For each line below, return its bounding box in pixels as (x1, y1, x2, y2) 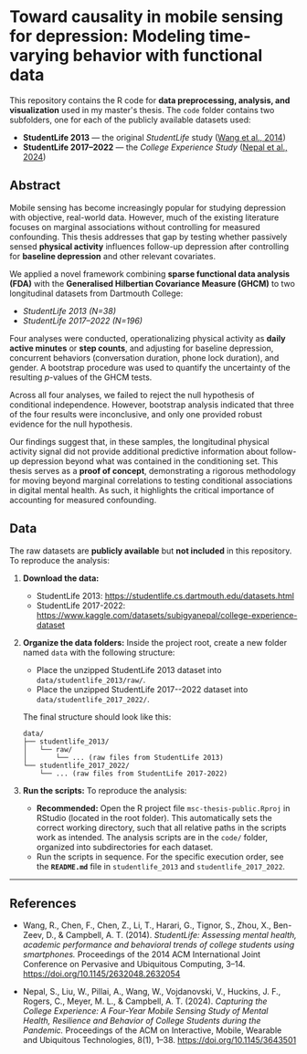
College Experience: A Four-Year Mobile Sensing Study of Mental (22, 1006, 269, 1017)
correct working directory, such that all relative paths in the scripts (36, 822, 287, 833)
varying (9, 46, 70, 66)
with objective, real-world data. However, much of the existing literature (9, 212, 280, 223)
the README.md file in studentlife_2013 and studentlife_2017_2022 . (36, 860, 286, 871)
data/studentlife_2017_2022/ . (36, 693, 150, 704)
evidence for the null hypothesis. (9, 418, 132, 429)
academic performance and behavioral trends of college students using (22, 939, 295, 951)
